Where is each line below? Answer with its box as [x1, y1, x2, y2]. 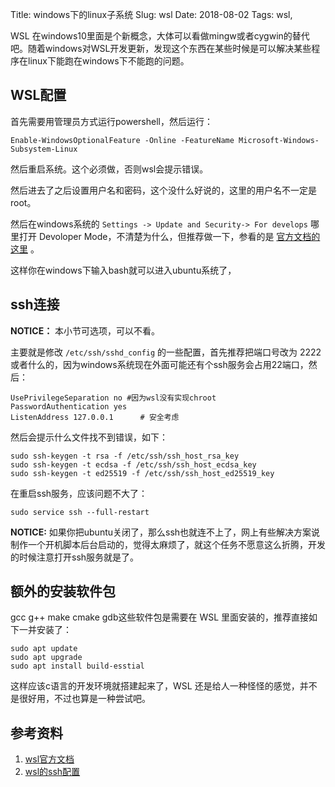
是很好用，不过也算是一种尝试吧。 [10, 693, 151, 705]
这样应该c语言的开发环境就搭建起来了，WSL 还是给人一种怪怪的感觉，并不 [10, 680, 318, 692]
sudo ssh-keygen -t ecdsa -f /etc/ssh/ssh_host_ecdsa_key [10, 459, 257, 470]
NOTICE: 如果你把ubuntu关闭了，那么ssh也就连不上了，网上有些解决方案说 [10, 526, 321, 538]
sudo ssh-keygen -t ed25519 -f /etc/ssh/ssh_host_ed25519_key [10, 468, 275, 478]
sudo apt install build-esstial [10, 661, 145, 672]
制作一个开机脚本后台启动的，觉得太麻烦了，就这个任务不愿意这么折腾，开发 [10, 538, 326, 550]
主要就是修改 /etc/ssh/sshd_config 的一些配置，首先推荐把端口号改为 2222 [10, 346, 322, 358]
